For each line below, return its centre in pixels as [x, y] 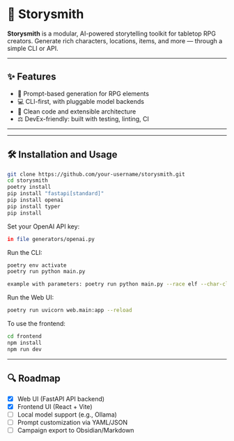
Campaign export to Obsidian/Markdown [76, 430]
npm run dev [24, 349]
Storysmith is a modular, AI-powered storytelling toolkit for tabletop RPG [111, 33]
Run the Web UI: [31, 297]
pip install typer [34, 206]
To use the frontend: [37, 324]
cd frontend [24, 336]
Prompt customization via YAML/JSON [72, 422]
